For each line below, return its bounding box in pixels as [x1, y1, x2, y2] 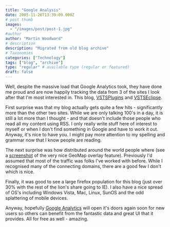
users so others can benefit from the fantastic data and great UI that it [5, 211, 154, 216]
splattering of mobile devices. [5, 195, 68, 201]
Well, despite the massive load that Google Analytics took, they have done [5, 84, 162, 90]
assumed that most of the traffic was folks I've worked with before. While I [5, 158, 163, 164]
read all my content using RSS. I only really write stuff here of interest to [5, 121, 158, 127]
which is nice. [5, 169, 34, 175]
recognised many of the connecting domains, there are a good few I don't [5, 163, 161, 169]
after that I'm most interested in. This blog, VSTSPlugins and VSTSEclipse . [5, 94, 163, 100]
